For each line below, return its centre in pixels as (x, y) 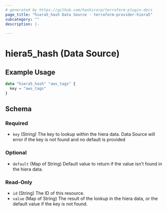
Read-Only (19, 182)
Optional (16, 153)
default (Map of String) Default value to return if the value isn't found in (87, 164)
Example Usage (30, 72)
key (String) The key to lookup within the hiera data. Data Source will (84, 134)
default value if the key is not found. (50, 204)
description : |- (22, 24)
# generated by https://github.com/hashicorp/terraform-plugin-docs (79, 10)
